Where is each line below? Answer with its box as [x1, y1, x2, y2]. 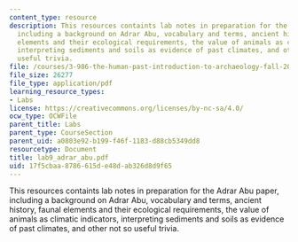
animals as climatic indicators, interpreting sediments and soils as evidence [9, 214, 285, 224]
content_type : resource [9, 12, 98, 22]
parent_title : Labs [9, 121, 82, 129]
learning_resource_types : [9, 87, 105, 96]
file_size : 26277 [9, 71, 74, 80]
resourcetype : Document [9, 144, 98, 153]
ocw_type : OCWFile [9, 112, 77, 121]
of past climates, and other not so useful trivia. [9, 223, 180, 234]
